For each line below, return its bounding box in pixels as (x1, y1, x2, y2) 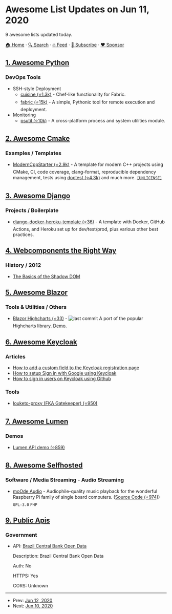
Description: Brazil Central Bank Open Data (12, 553, 104, 559)
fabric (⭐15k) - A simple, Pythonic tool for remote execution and (20, 99, 155, 105)
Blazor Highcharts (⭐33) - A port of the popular (12, 315, 143, 322)
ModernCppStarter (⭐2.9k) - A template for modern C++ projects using (12, 161, 163, 167)
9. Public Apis (5, 516, 50, 525)
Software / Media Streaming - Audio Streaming (5, 476, 124, 483)
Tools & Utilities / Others (5, 304, 67, 310)
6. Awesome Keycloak (5, 337, 78, 346)
